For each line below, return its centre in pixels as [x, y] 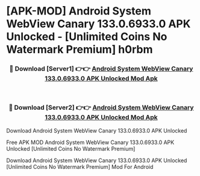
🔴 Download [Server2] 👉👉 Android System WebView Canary [101, 108]
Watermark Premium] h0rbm [80, 50]
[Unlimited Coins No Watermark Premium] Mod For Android [80, 166]
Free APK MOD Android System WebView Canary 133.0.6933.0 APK [90, 142]
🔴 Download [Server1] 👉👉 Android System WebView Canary [101, 69]
